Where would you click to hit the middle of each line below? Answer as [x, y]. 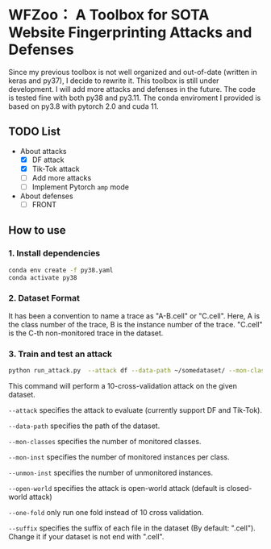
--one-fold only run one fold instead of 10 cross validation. [106, 512]
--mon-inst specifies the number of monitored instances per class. [119, 457]
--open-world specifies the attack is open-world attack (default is [117, 488]
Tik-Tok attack [56, 168]
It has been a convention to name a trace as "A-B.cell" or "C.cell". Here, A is [134, 316]
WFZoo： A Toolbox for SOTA [109, 15]
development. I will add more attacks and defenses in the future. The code [132, 89]
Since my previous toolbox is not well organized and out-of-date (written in [133, 72]
